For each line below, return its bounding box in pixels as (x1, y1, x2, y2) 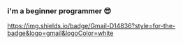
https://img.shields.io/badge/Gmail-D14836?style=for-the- (7, 22, 176, 30)
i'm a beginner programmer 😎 (7, 6, 112, 16)
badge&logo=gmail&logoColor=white (7, 29, 114, 37)
